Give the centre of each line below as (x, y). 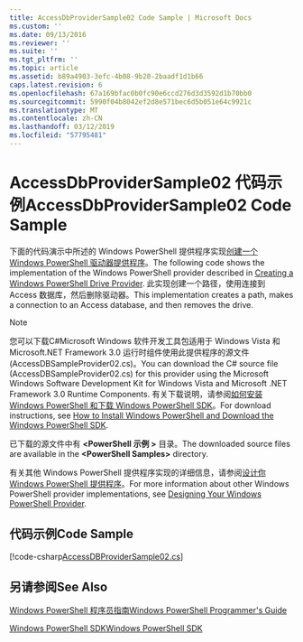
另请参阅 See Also (59, 587)
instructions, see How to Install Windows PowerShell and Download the (142, 415)
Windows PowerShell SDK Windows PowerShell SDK (106, 628)
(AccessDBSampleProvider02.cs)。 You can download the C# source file (144, 363)
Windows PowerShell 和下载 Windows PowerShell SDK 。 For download (141, 405)
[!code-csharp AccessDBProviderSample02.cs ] (96, 556)
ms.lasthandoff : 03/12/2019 (62, 127)
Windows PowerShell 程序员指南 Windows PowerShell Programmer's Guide (148, 610)
